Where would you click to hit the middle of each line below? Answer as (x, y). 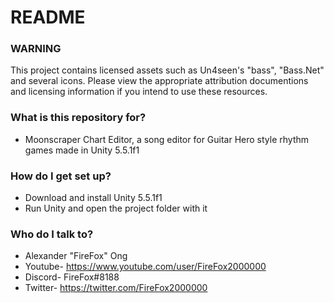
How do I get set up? (61, 176)
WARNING (36, 49)
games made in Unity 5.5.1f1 (82, 150)
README (48, 17)
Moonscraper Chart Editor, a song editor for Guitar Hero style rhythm (167, 139)
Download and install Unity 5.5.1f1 (93, 198)
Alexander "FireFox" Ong (76, 256)
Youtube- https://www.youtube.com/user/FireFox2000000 (145, 267)
